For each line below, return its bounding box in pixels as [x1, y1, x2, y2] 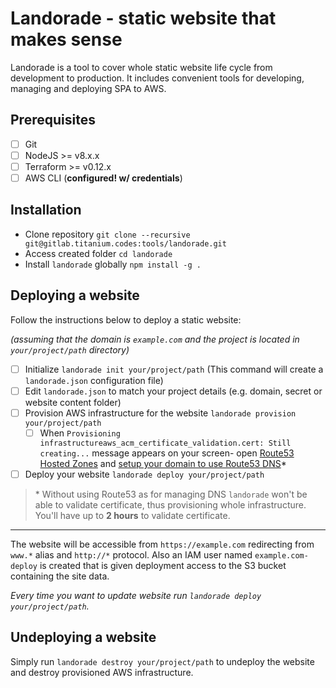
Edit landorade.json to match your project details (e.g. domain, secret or [24, 385, 323, 397]
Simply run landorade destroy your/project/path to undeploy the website [10, 655, 315, 667]
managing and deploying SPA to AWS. [10, 82, 167, 94]
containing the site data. [10, 570, 110, 582]
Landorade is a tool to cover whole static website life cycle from [10, 61, 273, 73]
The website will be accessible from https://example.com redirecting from [10, 538, 315, 550]
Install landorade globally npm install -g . [24, 258, 202, 270]
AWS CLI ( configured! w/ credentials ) [24, 172, 183, 184]
